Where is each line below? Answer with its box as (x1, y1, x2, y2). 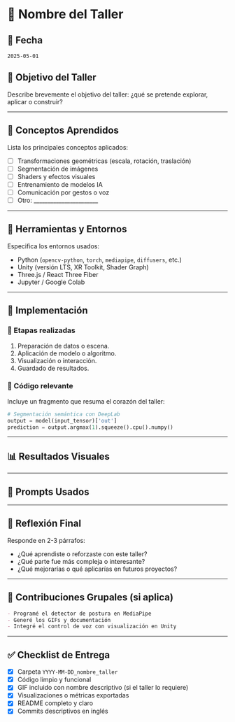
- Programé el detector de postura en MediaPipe (7, 610, 152, 617)
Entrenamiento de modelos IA (17, 180, 103, 188)
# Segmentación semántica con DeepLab (7, 411, 120, 418)
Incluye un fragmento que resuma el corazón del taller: (7, 397, 166, 405)
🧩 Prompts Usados (7, 486, 90, 497)
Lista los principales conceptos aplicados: (7, 143, 128, 151)
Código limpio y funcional (17, 675, 92, 684)
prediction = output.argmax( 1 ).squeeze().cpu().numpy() (7, 423, 173, 431)
